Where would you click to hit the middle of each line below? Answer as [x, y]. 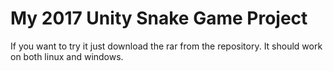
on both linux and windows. [67, 56]
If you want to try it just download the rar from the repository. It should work [166, 46]
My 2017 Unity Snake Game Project [159, 18]
